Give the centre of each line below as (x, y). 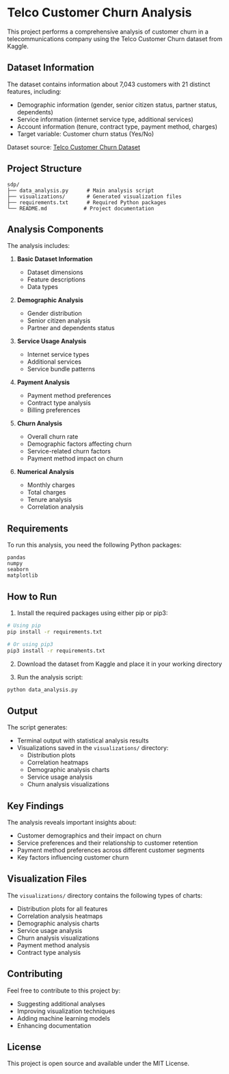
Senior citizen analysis (59, 321)
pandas (16, 558)
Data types (42, 287)
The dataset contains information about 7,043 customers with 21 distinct (109, 84)
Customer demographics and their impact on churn (89, 836)
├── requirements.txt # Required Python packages (87, 202)
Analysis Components (55, 229)
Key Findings (36, 806)
